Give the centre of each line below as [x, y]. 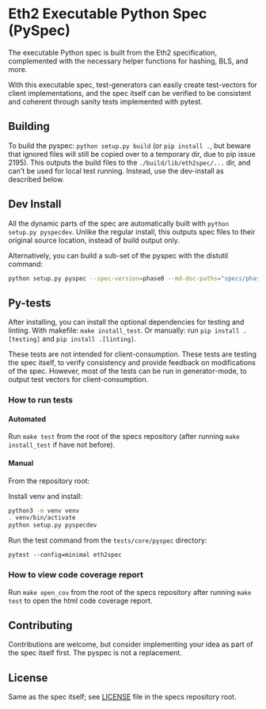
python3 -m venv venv [44, 511]
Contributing [40, 625]
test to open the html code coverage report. [80, 600]
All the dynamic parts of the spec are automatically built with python [119, 223]
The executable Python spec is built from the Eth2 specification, [113, 52]
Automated [27, 419]
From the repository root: [49, 481]
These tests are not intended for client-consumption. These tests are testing [133, 354]
